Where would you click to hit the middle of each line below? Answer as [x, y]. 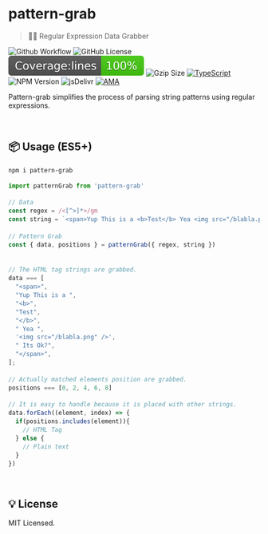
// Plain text [46, 447]
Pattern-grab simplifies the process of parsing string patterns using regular [132, 97]
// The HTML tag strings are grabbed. [73, 270]
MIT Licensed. [32, 523]
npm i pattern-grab [41, 170]
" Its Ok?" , [35, 346]
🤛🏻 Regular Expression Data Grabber [88, 36]
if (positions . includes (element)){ [73, 421]
